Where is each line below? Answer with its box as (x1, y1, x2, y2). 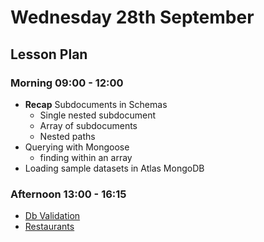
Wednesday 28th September (10, 6, 255, 29)
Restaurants (24, 221, 75, 233)
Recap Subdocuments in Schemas (24, 98, 168, 110)
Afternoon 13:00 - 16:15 (10, 187, 127, 201)
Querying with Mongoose (24, 141, 130, 153)
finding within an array (39, 151, 133, 163)
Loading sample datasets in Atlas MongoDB (24, 162, 205, 174)
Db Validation (24, 210, 81, 222)
